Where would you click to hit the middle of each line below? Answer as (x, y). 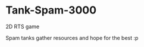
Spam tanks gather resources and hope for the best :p (72, 38)
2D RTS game (23, 26)
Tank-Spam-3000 (51, 10)
